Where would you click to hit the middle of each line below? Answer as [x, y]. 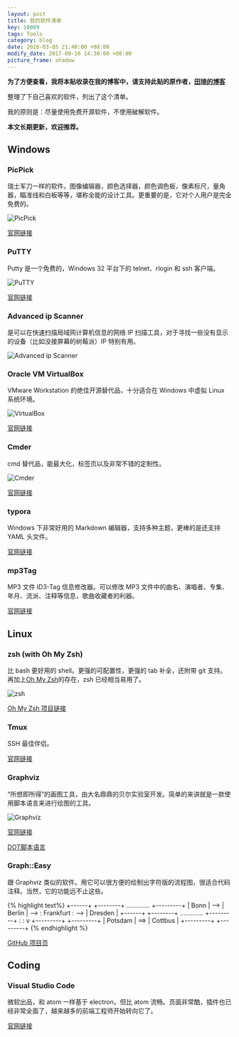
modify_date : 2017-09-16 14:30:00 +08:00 [70, 54]
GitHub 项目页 [28, 942]
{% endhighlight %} [59, 928]
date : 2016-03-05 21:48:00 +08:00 [59, 47]
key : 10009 [23, 27]
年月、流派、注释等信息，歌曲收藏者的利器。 [73, 596]
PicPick [21, 170]
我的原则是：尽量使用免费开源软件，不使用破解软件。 [85, 112]
